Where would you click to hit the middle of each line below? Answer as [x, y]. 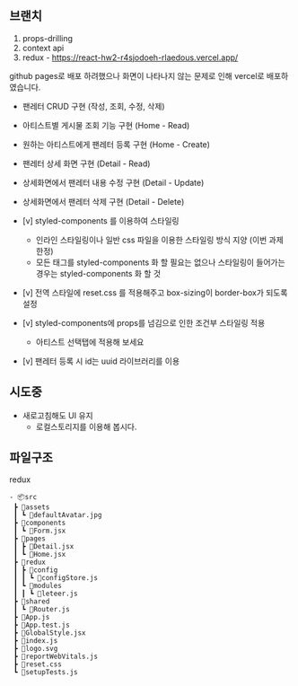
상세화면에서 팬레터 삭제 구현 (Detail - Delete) [103, 201]
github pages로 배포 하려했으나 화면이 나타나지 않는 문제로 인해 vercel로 [137, 75]
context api [43, 48]
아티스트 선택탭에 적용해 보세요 [90, 342]
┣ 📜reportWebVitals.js [56, 657]
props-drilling [48, 38]
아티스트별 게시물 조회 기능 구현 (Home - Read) [106, 125]
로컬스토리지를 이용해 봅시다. [86, 427]
